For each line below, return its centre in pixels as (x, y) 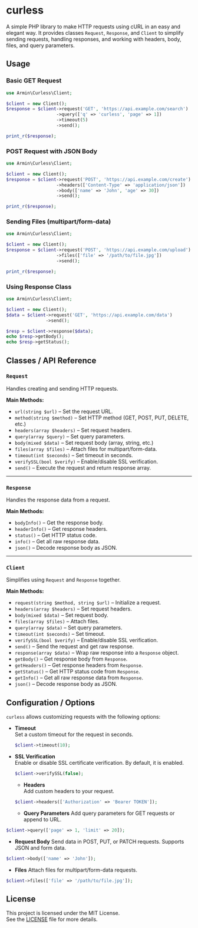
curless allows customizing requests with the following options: (83, 717)
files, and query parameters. (40, 45)
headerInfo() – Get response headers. (61, 529)
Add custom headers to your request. (69, 791)
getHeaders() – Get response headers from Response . (79, 665)
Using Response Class (39, 286)
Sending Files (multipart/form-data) (59, 222)
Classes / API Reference (51, 360)
